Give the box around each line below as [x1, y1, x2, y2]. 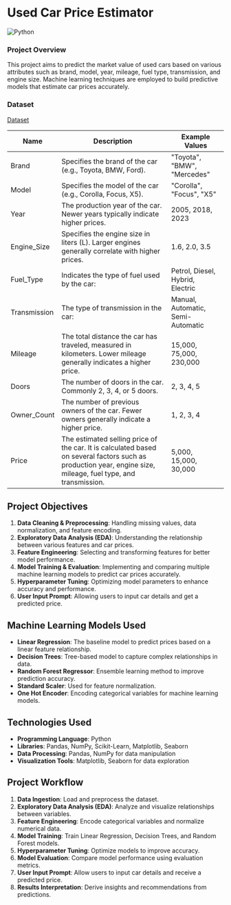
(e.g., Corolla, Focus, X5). [61, 189, 144, 199]
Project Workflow [7, 777, 84, 788]
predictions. [16, 890, 52, 898]
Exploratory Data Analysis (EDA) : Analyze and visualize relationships [16, 802, 214, 810]
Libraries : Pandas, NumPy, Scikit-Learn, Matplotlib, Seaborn [16, 742, 189, 750]
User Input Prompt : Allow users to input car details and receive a [16, 868, 201, 877]
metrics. [16, 861, 41, 869]
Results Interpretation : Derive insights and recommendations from [16, 883, 208, 891]
